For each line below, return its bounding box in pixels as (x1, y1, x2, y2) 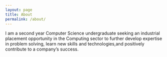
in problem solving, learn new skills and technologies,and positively (5, 41, 144, 47)
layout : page (5, 7, 33, 12)
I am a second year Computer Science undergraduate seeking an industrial (5, 30, 160, 36)
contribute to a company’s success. (5, 46, 79, 52)
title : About (5, 12, 33, 17)
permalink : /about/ (5, 16, 46, 21)
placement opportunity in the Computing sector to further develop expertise (5, 35, 162, 41)
